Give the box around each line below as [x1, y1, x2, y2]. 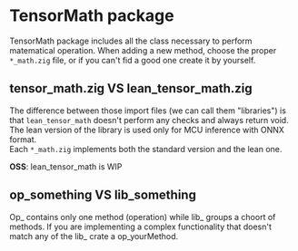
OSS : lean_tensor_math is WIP [9, 160, 123, 172]
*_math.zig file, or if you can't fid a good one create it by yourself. [9, 54, 256, 65]
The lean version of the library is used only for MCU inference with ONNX [9, 124, 284, 135]
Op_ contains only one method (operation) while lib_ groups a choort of [9, 211, 276, 222]
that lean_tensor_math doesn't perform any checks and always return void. [9, 114, 289, 125]
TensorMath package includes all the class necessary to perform [9, 35, 253, 46]
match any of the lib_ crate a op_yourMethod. [9, 230, 179, 241]
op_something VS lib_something [9, 188, 197, 203]
